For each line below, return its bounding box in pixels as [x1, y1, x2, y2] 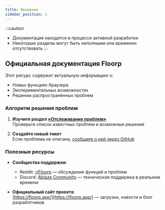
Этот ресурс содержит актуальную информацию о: [5, 72, 114, 79]
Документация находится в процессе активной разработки [12, 35, 138, 41]
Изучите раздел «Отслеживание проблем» [12, 116, 107, 122]
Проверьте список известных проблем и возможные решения [12, 121, 144, 127]
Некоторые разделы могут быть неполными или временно [12, 40, 137, 46]
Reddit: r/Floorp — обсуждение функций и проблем [19, 169, 127, 175]
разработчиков [12, 199, 45, 205]
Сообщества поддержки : [12, 159, 67, 165]
